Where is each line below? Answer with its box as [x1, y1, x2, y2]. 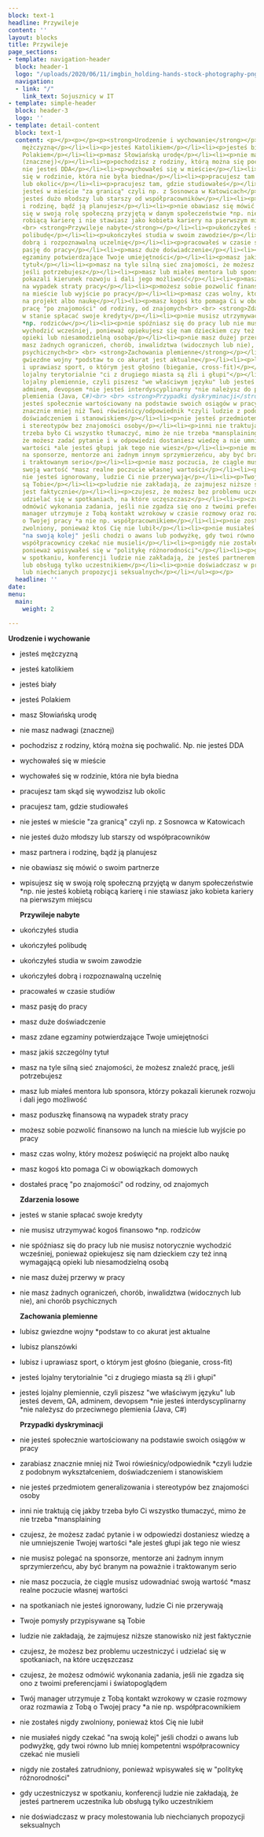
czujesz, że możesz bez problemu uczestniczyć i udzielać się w [19, 1646, 226, 1656]
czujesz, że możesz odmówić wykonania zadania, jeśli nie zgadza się [19, 1670, 244, 1679]
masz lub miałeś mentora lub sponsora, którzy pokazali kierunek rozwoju [19, 1086, 256, 1095]
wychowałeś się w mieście [19, 756, 106, 765]
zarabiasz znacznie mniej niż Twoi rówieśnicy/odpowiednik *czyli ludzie [19, 1459, 253, 1468]
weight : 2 [22, 604, 55, 613]
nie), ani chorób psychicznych [19, 1296, 118, 1305]
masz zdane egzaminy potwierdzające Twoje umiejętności [19, 1032, 209, 1041]
